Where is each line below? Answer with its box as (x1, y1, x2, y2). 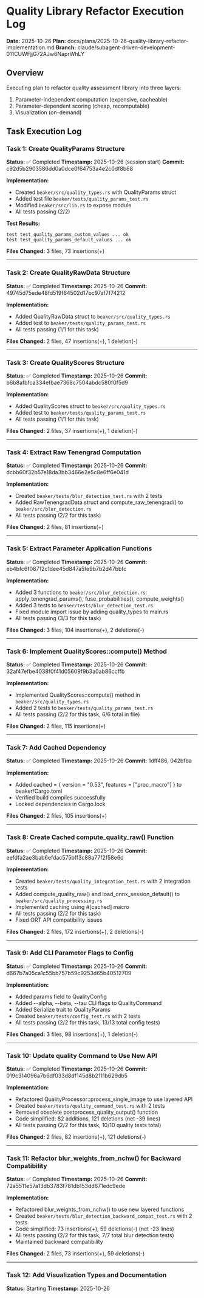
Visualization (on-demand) (15, 108, 82, 116)
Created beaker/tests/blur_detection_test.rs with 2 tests (15, 492, 163, 500)
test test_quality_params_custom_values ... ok (6, 232, 129, 238)
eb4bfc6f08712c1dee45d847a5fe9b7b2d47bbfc (6, 565, 127, 572)
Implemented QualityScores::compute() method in (15, 691, 141, 699)
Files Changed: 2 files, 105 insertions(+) (6, 812, 107, 820)
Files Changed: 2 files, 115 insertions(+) (6, 722, 106, 730)
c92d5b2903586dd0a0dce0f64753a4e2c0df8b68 (6, 165, 134, 173)
